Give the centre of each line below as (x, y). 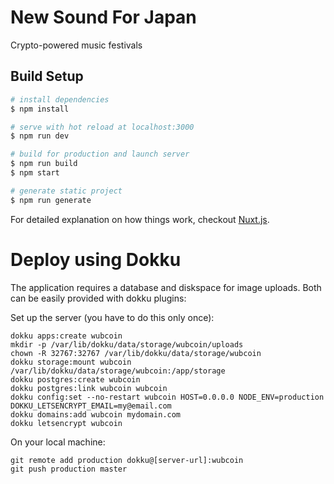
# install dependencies (60, 99)
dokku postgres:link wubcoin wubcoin (89, 388)
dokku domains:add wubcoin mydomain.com (96, 414)
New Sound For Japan (103, 17)
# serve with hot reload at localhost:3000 (102, 127)
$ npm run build (44, 164)
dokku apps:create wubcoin (66, 336)
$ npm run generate (51, 200)
